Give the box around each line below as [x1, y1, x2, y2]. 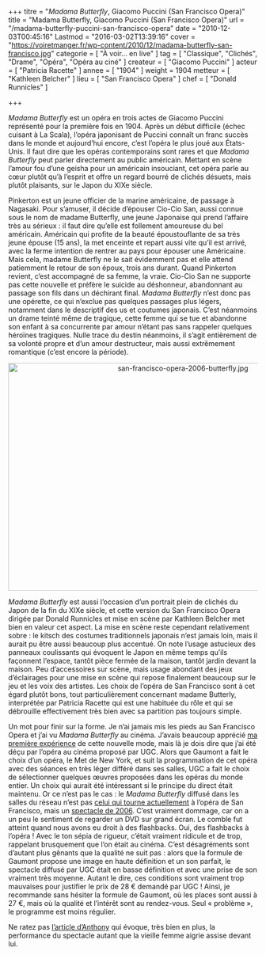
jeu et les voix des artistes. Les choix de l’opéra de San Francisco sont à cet [8, 681, 256, 691]
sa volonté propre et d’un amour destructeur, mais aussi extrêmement [8, 339, 236, 348]
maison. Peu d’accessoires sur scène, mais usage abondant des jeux [8, 664, 234, 674]
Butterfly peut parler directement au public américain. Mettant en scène [8, 155, 242, 165]
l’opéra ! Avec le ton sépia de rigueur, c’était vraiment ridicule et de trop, [8, 831, 243, 840]
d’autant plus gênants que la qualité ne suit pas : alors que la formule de [8, 848, 243, 858]
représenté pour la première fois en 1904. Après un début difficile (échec [8, 122, 245, 131]
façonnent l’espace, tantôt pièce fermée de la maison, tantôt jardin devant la [8, 656, 256, 665]
